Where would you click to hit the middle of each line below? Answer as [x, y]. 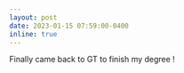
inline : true [33, 34]
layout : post [33, 17]
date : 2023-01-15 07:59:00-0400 [69, 26]
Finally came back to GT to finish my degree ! [92, 60]
